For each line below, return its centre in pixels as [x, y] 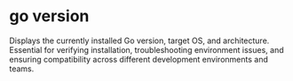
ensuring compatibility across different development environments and [139, 59]
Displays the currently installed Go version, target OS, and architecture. [139, 40]
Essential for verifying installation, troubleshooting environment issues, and [146, 49]
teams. [22, 69]
